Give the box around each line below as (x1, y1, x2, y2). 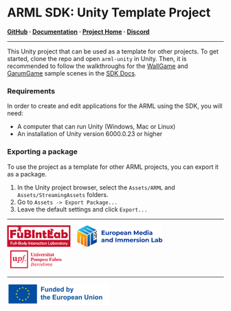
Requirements (7, 86, 56, 95)
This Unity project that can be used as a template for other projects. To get (7, 47, 219, 56)
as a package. (7, 170, 47, 178)
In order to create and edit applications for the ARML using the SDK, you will (7, 102, 223, 111)
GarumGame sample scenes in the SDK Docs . (7, 69, 137, 77)
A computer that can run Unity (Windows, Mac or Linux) (16, 122, 176, 131)
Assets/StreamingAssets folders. (16, 190, 109, 198)
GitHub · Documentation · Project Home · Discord (7, 27, 150, 36)
